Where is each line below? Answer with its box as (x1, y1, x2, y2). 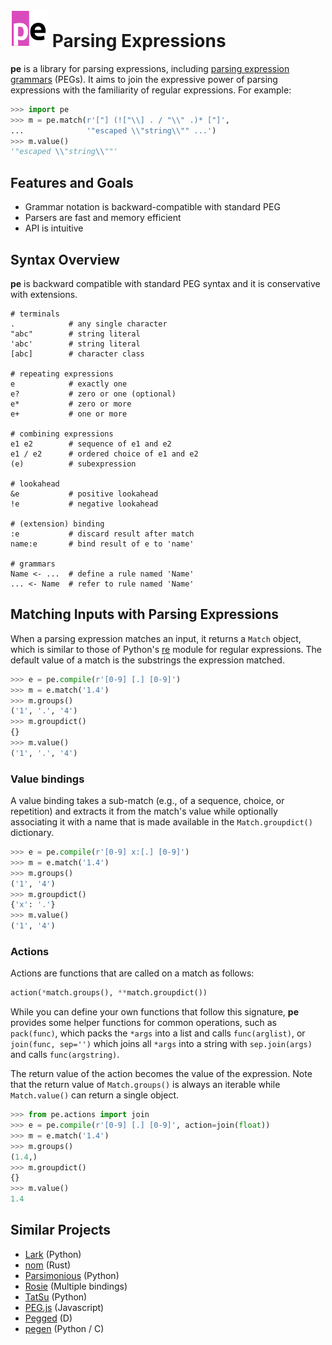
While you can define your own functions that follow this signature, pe (10, 1006, 300, 1018)
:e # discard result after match (10, 529, 195, 539)
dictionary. (10, 827, 55, 839)
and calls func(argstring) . (10, 1049, 120, 1061)
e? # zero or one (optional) (10, 389, 177, 399)
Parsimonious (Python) (24, 1269, 120, 1281)
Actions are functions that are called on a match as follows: (10, 967, 255, 979)
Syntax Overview (10, 251, 120, 268)
